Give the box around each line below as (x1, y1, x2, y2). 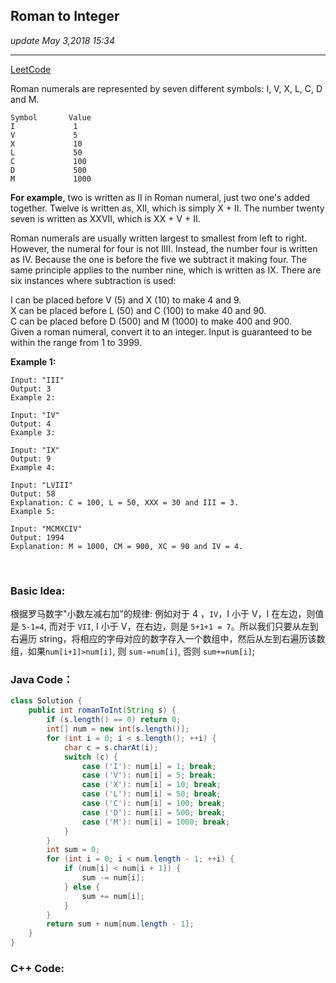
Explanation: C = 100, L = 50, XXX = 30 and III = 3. (10, 497, 240, 508)
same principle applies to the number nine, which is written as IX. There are (10, 264, 322, 276)
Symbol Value (10, 112, 92, 123)
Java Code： (10, 673, 74, 687)
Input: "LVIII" (10, 480, 74, 490)
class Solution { (10, 696, 83, 706)
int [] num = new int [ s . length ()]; (46, 724, 190, 734)
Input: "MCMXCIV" (10, 524, 83, 534)
